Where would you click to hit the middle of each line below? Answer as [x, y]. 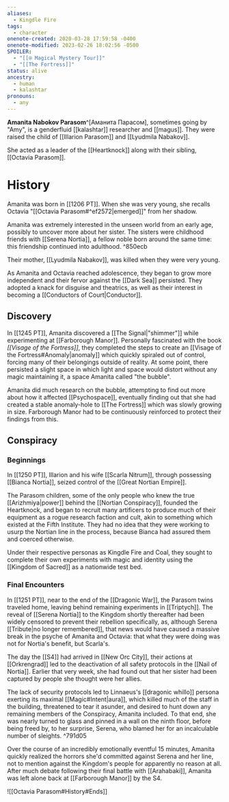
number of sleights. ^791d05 [47, 736]
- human [24, 84]
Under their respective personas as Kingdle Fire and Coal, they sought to [110, 552]
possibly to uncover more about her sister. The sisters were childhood [106, 232]
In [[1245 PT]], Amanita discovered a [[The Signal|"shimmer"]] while [103, 332]
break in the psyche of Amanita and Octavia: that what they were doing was [114, 636]
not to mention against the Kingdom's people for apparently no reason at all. [114, 763]
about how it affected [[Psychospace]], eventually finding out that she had [112, 397]
